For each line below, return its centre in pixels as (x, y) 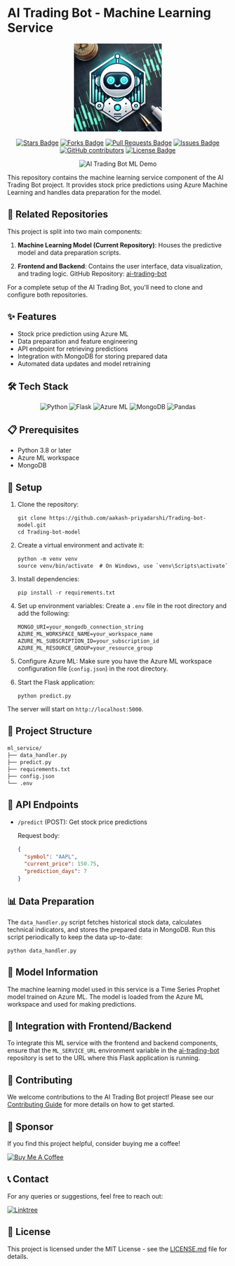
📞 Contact (28, 1179)
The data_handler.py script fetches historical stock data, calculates (105, 922)
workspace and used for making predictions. (72, 1004)
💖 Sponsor (31, 1126)
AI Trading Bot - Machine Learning (109, 13)
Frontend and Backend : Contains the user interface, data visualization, (120, 266)
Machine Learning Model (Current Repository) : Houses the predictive (120, 245)
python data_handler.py (42, 950)
